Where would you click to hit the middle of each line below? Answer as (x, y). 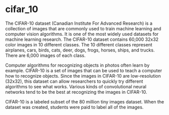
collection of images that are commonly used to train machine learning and (83, 28)
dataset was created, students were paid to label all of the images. (74, 107)
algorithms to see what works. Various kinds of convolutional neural (76, 86)
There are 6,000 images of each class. (46, 55)
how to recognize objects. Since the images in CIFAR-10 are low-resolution (83, 76)
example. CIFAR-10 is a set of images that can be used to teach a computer (84, 70)
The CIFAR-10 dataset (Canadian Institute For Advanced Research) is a (79, 23)
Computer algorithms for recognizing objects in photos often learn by (77, 65)
